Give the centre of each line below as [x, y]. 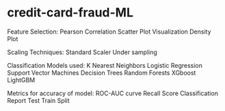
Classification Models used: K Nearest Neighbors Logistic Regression [105, 65]
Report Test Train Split [38, 100]
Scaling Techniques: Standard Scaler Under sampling [82, 52]
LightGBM [21, 79]
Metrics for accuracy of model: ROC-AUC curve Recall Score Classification [113, 93]
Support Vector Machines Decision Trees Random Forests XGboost [102, 73]
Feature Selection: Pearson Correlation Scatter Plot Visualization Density [109, 32]
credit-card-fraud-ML [70, 13]
